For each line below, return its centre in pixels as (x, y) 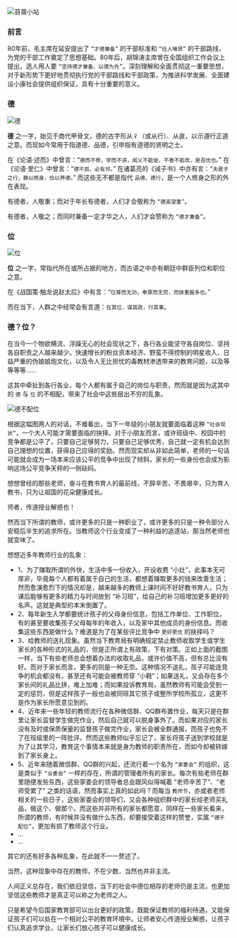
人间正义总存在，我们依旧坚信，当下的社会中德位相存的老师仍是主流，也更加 (119, 886)
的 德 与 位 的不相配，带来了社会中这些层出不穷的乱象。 (87, 394)
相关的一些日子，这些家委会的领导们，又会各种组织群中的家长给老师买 (120, 799)
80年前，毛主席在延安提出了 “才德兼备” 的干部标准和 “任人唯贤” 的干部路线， (116, 49)
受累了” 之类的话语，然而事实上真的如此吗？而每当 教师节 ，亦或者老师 (124, 791)
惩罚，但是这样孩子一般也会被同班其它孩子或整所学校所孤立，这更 (126, 693)
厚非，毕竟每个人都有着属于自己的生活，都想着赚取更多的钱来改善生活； (122, 579)
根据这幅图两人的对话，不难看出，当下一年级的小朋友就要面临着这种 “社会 (114, 424)
